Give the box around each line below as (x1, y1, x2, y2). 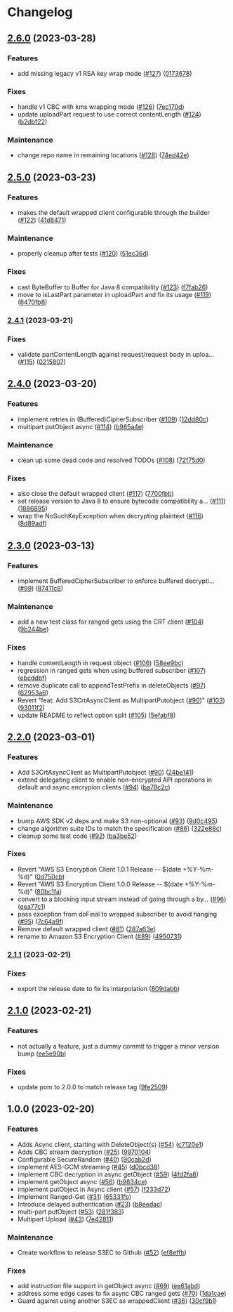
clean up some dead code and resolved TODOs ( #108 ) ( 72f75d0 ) (17, 456, 206, 464)
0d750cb (36, 872, 63, 881)
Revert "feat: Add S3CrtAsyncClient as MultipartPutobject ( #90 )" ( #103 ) (17, 696, 226, 704)
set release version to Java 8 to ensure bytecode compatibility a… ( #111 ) (17, 497, 226, 506)
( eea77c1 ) (17, 902, 46, 910)
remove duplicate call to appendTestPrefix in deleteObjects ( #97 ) (17, 681, 206, 689)
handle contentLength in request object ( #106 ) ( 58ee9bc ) (17, 658, 184, 667)
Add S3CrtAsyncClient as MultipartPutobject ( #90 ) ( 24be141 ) (17, 768, 194, 777)
